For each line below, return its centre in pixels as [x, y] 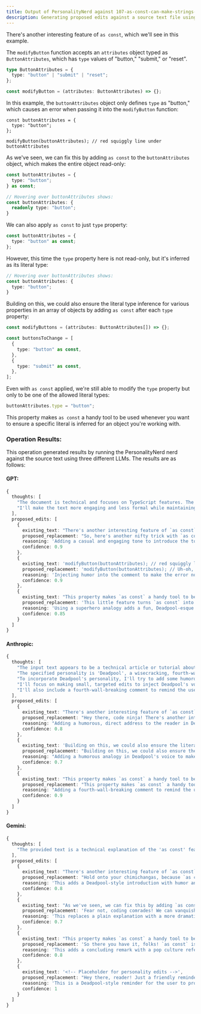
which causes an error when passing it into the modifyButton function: [92, 109]
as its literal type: [27, 264]
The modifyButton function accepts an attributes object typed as [87, 52]
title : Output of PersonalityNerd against [60, 12]
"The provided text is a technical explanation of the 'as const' [101, 849]
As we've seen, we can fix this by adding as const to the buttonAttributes [98, 157]
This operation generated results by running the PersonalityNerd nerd [92, 452]
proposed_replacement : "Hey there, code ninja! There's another [104, 718]
